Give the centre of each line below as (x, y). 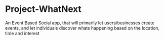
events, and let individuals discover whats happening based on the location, (82, 28)
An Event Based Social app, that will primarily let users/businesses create (80, 23)
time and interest (22, 33)
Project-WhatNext (43, 9)
